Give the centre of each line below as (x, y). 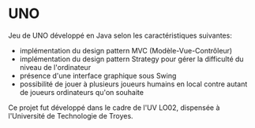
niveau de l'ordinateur (55, 67)
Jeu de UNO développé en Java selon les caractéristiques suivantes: (120, 35)
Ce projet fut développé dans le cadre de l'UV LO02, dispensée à (114, 108)
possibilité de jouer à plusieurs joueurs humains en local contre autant (133, 84)
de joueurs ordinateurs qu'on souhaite (82, 92)
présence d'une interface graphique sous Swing (98, 75)
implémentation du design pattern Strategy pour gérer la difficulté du (131, 59)
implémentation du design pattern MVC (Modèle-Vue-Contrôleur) (126, 50)
